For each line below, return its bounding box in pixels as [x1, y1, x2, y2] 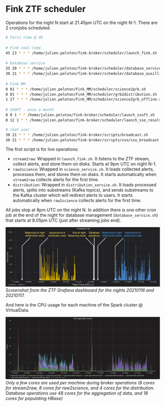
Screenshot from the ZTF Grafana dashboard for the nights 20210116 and [5, 287, 154, 293]
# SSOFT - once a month [5, 107, 54, 112]
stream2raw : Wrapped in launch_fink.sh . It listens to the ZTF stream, [12, 156, 150, 162]
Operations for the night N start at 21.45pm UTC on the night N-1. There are [5, 20, 158, 25]
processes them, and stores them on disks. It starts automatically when [12, 172, 157, 178]
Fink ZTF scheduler [5, 3, 86, 15]
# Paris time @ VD [5, 35, 43, 40]
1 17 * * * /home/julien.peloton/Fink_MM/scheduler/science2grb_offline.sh [5, 97, 164, 102]
